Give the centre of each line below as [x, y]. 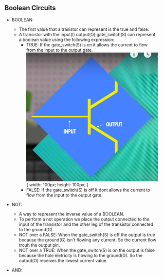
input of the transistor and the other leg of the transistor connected [86, 224]
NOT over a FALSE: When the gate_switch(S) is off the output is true [87, 235]
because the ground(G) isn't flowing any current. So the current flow [88, 240]
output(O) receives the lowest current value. [63, 260]
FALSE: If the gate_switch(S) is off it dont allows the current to [88, 190]
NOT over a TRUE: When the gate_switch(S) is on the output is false [87, 250]
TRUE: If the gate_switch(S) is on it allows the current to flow [87, 45]
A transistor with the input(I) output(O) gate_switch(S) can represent [87, 34]
